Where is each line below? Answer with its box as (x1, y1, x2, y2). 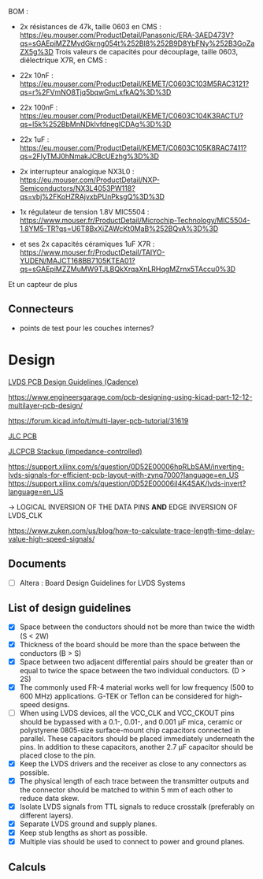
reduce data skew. (19, 793, 80, 803)
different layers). (19, 810, 73, 820)
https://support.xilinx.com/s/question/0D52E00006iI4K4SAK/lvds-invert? (8, 479, 246, 488)
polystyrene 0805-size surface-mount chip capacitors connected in (19, 725, 240, 735)
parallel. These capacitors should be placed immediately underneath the (19, 733, 255, 743)
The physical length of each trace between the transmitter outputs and (19, 776, 250, 785)
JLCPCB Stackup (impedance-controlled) (8, 446, 143, 456)
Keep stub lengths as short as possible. (19, 828, 148, 837)
